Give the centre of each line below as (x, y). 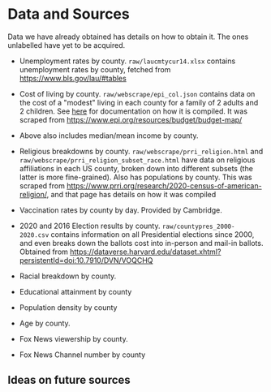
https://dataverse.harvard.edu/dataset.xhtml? (145, 252)
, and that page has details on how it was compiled (131, 194)
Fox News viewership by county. (73, 338)
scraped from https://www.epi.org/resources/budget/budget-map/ (131, 119)
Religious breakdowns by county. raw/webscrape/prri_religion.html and (141, 151)
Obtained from (43, 252)
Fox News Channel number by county (82, 355)
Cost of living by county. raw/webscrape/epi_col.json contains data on (137, 93)
